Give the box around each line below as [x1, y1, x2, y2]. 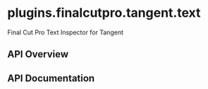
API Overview [7, 48, 69, 60]
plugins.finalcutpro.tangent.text [7, 5, 201, 21]
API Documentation [7, 72, 95, 84]
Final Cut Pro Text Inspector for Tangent [7, 28, 123, 36]
